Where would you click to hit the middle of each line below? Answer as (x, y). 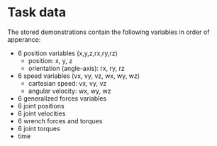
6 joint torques (39, 128)
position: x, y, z (50, 60)
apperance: (24, 39)
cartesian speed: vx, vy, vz (67, 83)
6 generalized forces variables (62, 98)
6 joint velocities (41, 113)
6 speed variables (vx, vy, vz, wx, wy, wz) (79, 76)
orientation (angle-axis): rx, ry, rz (77, 68)
